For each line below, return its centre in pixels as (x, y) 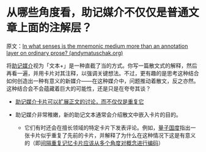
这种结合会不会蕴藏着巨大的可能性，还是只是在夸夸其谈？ (79, 88)
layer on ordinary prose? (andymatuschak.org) (65, 53)
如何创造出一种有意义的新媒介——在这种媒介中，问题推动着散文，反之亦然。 (103, 81)
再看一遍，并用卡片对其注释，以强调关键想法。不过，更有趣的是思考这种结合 (103, 73)
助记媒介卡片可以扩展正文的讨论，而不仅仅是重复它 (79, 101)
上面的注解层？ (55, 28)
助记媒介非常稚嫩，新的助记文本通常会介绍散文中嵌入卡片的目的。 (98, 115)
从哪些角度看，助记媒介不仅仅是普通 (97, 13)
